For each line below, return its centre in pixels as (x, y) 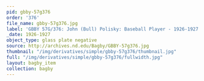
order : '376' (23, 18)
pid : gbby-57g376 (28, 12)
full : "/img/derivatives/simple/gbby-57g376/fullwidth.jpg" (85, 57)
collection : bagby (30, 69)
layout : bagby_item (31, 63)
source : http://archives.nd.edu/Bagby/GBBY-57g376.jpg (78, 46)
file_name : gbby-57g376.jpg (42, 23)
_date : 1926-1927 (28, 35)
